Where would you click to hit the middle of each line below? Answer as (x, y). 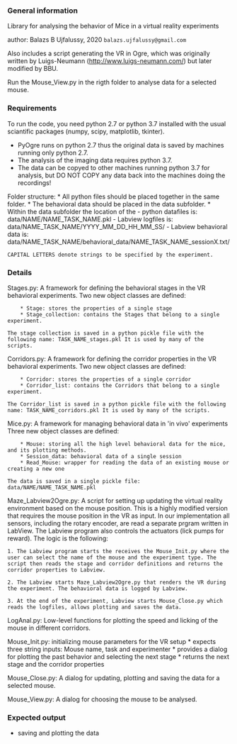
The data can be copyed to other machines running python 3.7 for (114, 167)
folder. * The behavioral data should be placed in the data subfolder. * (109, 204)
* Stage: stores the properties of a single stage (96, 308)
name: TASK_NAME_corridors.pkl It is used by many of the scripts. (109, 410)
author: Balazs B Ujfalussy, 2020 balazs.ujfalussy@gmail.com (97, 40)
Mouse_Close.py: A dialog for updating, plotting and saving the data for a (114, 678)
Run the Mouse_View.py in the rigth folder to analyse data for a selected (112, 82)
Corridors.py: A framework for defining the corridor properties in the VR (112, 359)
